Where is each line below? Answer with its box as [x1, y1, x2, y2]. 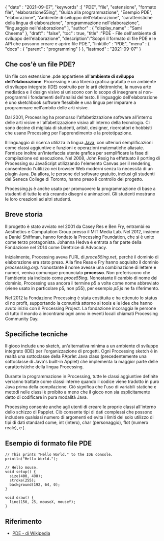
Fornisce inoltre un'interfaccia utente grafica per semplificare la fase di [5, 150, 149, 156]
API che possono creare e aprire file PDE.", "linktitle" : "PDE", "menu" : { [5, 41, 150, 46]
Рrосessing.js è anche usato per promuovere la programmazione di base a [5, 186, 156, 191]
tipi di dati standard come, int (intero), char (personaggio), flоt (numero [5, 419, 149, 425]
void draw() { [5, 495, 34, 500]
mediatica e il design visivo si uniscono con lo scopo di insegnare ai [5, 89, 142, 95]
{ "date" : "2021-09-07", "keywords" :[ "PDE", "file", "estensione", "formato [5, 4, 157, 10]
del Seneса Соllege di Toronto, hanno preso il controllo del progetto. [5, 176, 143, 182]
